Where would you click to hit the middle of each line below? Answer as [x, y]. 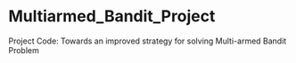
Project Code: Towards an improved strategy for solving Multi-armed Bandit [148, 41]
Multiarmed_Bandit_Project [112, 16]
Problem [24, 50]
